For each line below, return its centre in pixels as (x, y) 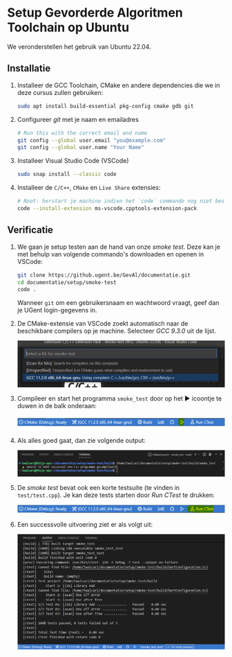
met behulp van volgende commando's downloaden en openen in (110, 254)
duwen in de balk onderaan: (57, 405)
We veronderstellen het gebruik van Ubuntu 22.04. (79, 46)
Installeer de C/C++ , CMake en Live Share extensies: (89, 188)
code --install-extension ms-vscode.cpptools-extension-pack (107, 209)
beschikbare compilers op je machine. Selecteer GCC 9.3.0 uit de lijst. (116, 331)
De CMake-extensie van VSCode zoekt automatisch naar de (103, 324)
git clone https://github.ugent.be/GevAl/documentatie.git (104, 275)
